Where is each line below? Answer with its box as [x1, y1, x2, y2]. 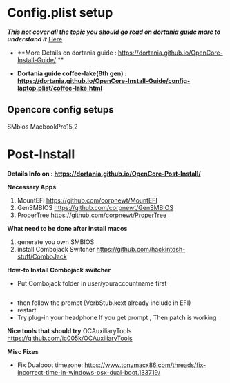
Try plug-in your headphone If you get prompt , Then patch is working [17, 313, 217, 321]
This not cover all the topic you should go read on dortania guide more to [7, 28, 221, 36]
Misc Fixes [7, 347, 39, 355]
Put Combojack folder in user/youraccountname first [17, 279, 167, 288]
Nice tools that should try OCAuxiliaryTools [7, 326, 132, 335]
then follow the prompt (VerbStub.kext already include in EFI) [17, 299, 191, 307]
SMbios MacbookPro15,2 [7, 122, 78, 131]
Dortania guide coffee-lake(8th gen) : [17, 69, 127, 77]
